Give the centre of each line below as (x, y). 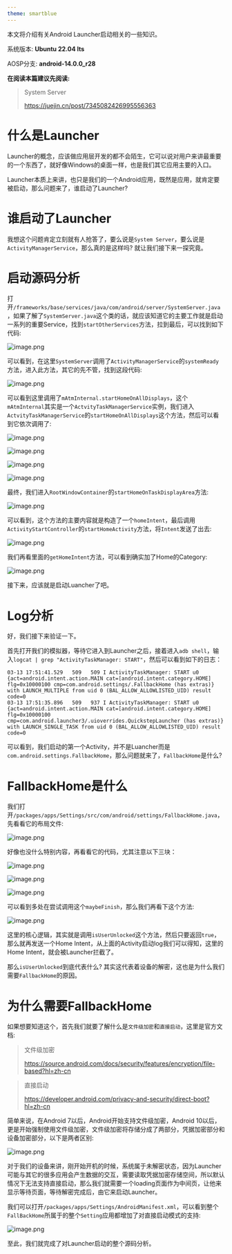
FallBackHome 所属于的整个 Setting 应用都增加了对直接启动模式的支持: (104, 1215)
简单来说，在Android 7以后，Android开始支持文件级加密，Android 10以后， (114, 1121)
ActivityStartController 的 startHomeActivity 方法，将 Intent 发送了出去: (109, 529)
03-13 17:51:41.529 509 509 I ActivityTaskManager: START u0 (103, 673)
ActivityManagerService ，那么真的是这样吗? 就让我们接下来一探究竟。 (107, 248)
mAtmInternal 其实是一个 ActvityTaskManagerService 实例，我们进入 (101, 407)
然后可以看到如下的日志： (185, 660)
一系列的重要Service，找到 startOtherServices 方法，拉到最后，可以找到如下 (115, 324)
